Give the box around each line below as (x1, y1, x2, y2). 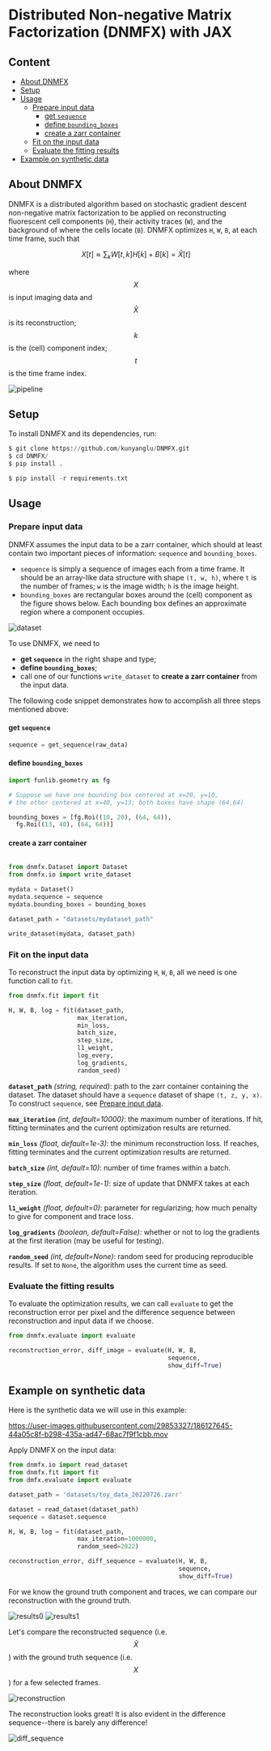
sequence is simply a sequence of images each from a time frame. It (19, 563, 245, 573)
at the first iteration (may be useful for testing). (8, 1235, 164, 1245)
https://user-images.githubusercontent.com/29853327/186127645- (8, 1421, 233, 1431)
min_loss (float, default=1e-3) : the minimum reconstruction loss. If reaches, (8, 1138, 260, 1148)
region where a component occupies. (19, 606, 146, 617)
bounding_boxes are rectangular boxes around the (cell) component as (19, 589, 253, 599)
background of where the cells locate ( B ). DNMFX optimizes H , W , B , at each (8, 225, 257, 234)
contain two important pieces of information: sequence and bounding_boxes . (8, 548, 257, 558)
